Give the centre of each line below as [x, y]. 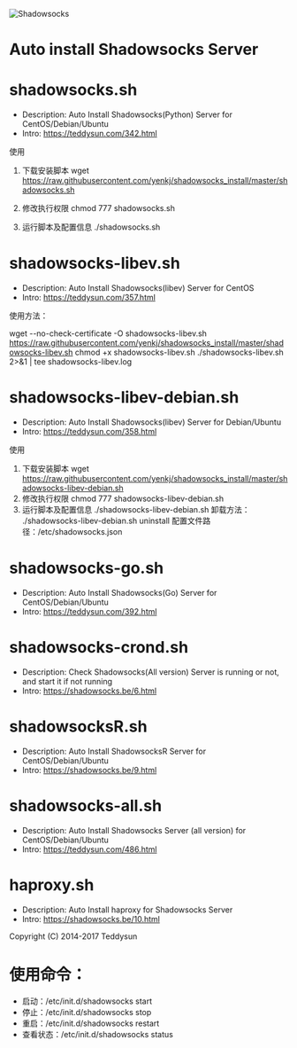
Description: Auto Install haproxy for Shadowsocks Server [127, 910]
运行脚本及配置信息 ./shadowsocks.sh [91, 227]
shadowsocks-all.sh [85, 806]
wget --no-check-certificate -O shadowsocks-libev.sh [108, 333]
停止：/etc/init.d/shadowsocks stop [87, 1012]
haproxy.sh [52, 884]
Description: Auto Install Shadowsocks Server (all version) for [134, 830]
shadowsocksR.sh [78, 727]
